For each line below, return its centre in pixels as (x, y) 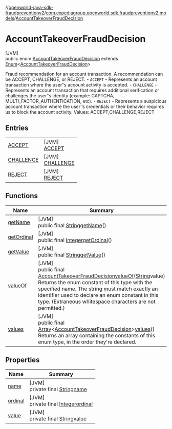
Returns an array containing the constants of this (96, 335)
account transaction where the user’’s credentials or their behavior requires (85, 106)
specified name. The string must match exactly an (98, 289)
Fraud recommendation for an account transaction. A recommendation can (84, 74)
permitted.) (51, 308)
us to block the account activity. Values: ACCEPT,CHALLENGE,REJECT (80, 112)
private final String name (58, 390)
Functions (22, 196)
